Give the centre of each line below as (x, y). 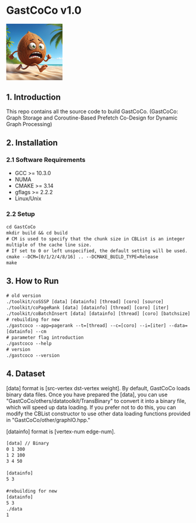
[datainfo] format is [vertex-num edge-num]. (61, 432)
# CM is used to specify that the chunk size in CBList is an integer (96, 239)
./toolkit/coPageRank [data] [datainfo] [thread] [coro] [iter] (88, 308)
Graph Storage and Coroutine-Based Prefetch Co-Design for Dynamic (92, 118)
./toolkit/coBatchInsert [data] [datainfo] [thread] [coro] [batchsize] (98, 314)
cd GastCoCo (21, 227)
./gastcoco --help (29, 343)
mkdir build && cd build (37, 233)
